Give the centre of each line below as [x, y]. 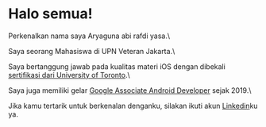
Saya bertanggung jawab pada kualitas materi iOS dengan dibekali [117, 66]
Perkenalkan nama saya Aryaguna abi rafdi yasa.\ [89, 36]
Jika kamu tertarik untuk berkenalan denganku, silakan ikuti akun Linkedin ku [133, 106]
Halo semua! [50, 14]
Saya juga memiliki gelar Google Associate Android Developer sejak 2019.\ [130, 90]
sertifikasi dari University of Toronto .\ [69, 75]
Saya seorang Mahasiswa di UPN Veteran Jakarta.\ [92, 51]
